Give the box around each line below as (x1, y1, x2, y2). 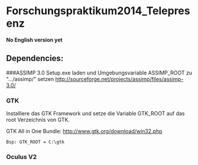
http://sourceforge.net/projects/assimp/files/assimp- (55, 75, 184, 82)
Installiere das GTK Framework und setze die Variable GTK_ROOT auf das (6, 110, 185, 117)
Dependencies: (6, 53, 64, 63)
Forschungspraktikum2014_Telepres (6, 4, 190, 18)
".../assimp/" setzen (6, 75, 54, 82)
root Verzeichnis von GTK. (6, 117, 70, 124)
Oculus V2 (6, 153, 37, 161)
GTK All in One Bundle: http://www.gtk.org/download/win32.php (6, 128, 163, 135)
